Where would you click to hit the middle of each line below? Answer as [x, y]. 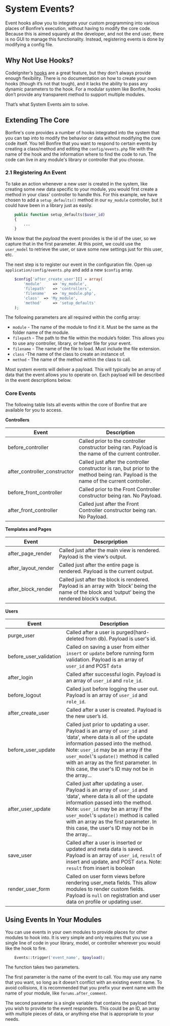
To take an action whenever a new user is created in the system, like [76, 184]
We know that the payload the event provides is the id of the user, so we [81, 238]
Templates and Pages [28, 529]
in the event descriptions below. [38, 380]
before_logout [25, 695]
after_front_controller [33, 510]
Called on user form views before [105, 876]
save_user [20, 855]
